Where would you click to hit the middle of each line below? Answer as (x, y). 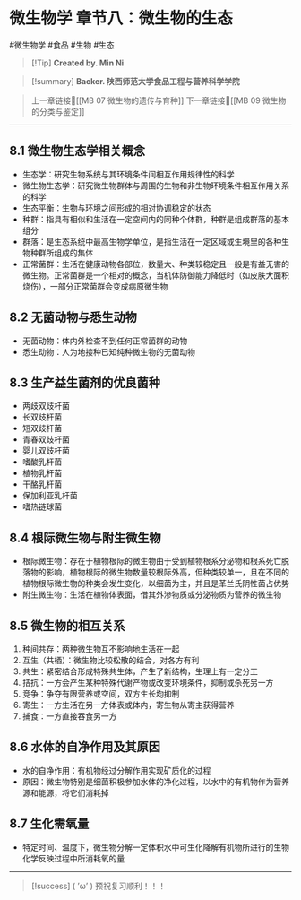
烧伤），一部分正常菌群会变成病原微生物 (95, 286)
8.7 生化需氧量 (49, 824)
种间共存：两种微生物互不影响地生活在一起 (101, 649)
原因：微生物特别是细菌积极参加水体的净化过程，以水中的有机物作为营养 (155, 782)
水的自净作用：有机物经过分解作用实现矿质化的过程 (116, 770)
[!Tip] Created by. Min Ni (77, 63)
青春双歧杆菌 (46, 439)
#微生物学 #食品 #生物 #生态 (62, 45)
